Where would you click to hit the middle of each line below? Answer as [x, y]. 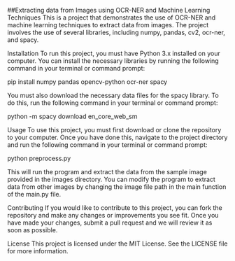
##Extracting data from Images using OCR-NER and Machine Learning [109, 10]
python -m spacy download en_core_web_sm [72, 116]
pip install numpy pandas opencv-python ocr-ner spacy [87, 82]
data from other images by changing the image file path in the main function [117, 187]
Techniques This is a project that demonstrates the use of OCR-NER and [112, 17]
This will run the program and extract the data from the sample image [107, 172]
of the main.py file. [34, 194]
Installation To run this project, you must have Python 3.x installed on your [114, 53]
